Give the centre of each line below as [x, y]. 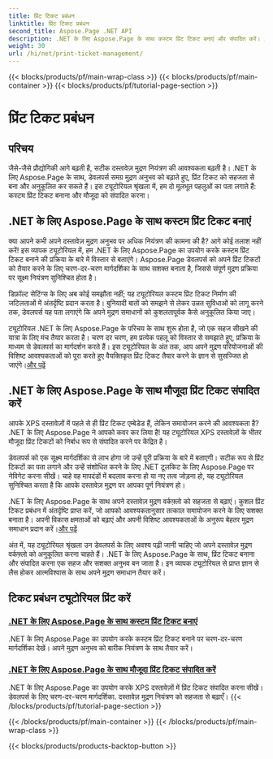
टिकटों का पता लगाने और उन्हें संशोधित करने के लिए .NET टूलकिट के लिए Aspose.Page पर [131, 467]
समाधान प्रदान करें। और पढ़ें [43, 528]
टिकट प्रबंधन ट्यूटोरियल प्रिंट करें [70, 599]
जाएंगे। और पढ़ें [27, 364]
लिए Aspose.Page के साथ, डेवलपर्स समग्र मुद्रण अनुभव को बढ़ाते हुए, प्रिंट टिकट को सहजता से [131, 177]
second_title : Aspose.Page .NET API [70, 31]
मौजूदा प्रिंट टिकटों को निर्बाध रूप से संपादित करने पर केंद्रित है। [88, 441]
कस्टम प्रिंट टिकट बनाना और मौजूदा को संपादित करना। [79, 195]
